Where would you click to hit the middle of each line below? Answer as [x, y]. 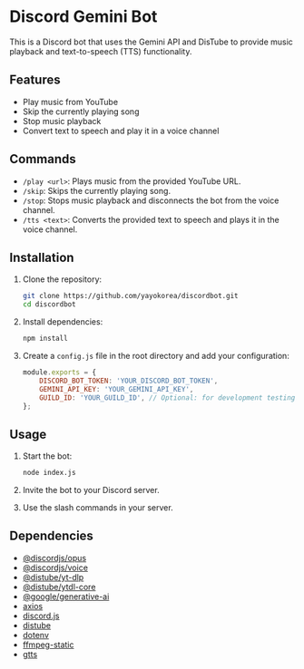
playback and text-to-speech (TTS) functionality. [101, 51]
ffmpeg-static [48, 645]
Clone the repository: [62, 279]
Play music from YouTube [70, 102]
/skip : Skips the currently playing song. [96, 190]
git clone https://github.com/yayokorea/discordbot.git [130, 296]
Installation [42, 257]
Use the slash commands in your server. [98, 508]
